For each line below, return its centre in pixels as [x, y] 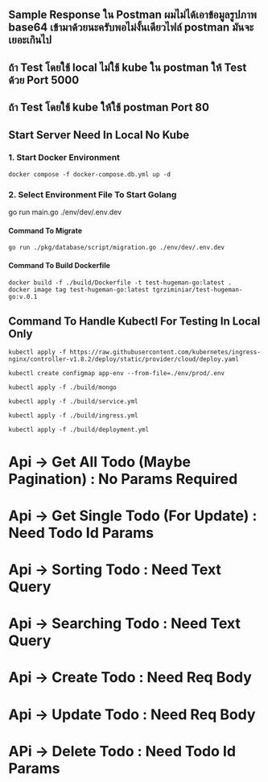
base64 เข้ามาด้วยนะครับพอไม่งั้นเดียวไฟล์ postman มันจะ [131, 28]
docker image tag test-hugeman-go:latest [79, 290]
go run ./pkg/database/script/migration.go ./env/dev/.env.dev [117, 248]
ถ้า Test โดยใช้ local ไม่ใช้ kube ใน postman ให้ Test [128, 67]
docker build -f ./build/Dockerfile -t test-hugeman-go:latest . [120, 283]
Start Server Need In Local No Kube [99, 135]
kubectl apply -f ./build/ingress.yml [73, 416]
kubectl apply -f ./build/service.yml [73, 402]
